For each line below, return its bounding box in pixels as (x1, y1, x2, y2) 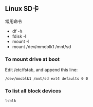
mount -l (12, 38, 30, 44)
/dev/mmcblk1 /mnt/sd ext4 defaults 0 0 (5, 76, 89, 81)
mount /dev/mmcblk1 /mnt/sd (12, 43, 72, 50)
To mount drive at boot (5, 55, 60, 62)
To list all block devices (5, 88, 61, 94)
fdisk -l (12, 33, 27, 39)
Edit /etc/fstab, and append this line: (5, 67, 78, 73)
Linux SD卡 (5, 4, 39, 13)
